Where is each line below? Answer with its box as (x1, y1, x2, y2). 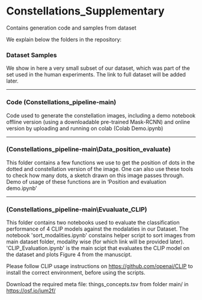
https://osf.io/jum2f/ (6, 287, 56, 295)
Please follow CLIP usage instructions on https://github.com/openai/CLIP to (6, 263, 194, 270)
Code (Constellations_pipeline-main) (6, 98, 117, 107)
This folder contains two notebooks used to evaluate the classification (6, 219, 180, 227)
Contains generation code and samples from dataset (6, 24, 136, 31)
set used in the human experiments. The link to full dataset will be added (6, 71, 186, 78)
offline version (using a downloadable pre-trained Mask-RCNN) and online (6, 118, 191, 125)
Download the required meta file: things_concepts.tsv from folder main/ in (6, 281, 189, 288)
